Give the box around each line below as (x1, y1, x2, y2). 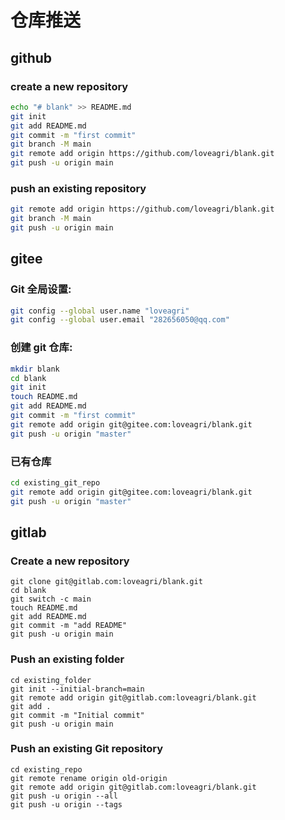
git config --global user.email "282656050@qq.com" (10, 315, 230, 325)
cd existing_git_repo (10, 477, 101, 488)
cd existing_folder (10, 675, 92, 685)
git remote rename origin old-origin (10, 773, 168, 783)
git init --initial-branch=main (10, 684, 145, 694)
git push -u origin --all (10, 791, 118, 801)
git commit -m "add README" (10, 621, 128, 631)
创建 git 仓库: (10, 341, 73, 355)
